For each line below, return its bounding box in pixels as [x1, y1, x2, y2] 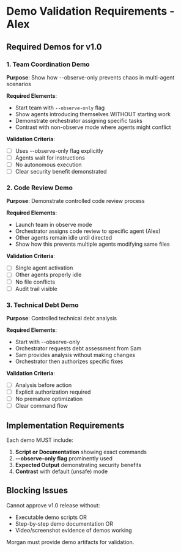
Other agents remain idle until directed [15, 234, 112, 241]
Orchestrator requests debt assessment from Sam [15, 344, 142, 352]
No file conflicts [15, 278, 56, 285]
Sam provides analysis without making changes [15, 351, 136, 358]
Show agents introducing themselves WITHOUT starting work [15, 110, 171, 117]
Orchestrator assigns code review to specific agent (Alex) [15, 227, 161, 235]
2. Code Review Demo [6, 183, 73, 192]
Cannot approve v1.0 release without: [6, 501, 100, 509]
